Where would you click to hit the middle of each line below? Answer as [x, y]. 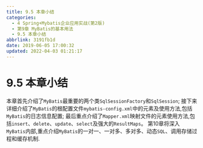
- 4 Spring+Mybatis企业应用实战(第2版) [58, 23]
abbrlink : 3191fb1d [31, 40]
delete [41, 124]
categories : [21, 18]
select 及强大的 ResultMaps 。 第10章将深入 [128, 123]
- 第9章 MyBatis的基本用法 [43, 29]
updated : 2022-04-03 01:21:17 [45, 51]
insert [20, 124]
